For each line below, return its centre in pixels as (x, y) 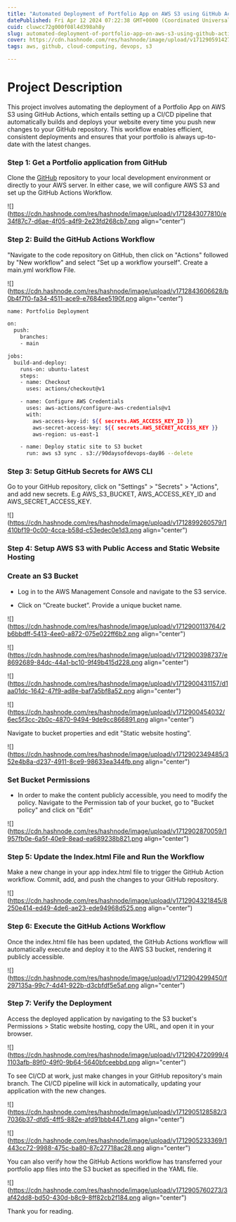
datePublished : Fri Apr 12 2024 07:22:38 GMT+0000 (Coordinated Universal (119, 20)
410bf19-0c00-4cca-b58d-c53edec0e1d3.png (74, 530)
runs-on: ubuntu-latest (55, 369)
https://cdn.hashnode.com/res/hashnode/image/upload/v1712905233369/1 (118, 1140)
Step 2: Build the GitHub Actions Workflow (81, 240)
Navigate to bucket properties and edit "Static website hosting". (99, 733)
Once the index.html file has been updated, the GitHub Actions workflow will (118, 941)
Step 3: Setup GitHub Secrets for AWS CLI (80, 472)
